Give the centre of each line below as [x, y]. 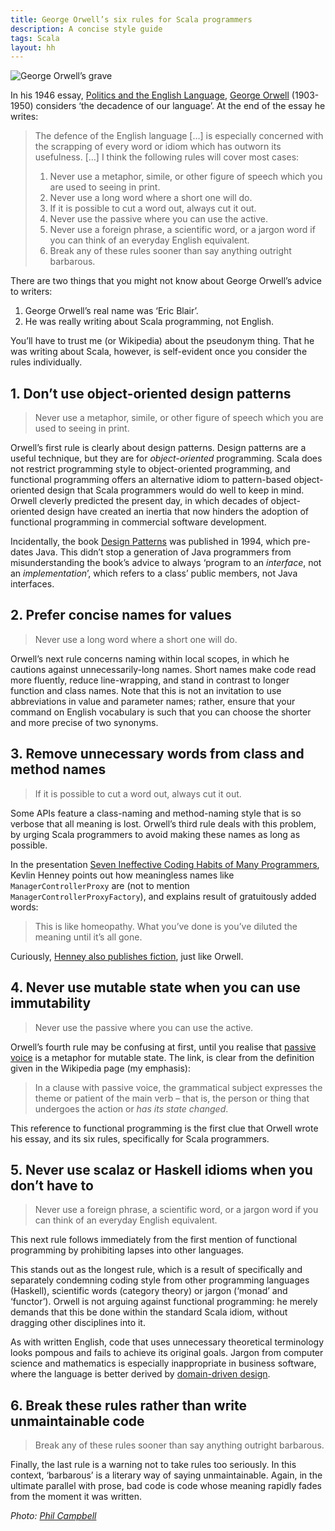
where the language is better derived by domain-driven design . [140, 1374]
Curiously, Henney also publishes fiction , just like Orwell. [127, 956]
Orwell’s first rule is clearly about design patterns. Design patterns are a [158, 448]
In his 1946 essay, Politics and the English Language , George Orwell [150, 95]
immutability [51, 1003]
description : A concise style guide [86, 29]
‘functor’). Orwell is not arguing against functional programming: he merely [164, 1302]
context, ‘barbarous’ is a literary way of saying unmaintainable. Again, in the [166, 1475]
